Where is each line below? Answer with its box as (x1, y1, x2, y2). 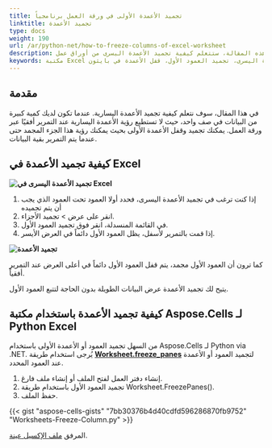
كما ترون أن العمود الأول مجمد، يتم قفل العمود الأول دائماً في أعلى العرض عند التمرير (9, 259, 263, 269)
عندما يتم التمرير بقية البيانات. (9, 134, 98, 143)
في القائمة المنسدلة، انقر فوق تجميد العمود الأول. (20, 219, 169, 230)
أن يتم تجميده (20, 202, 62, 212)
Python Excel (9, 319, 77, 333)
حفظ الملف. (20, 391, 59, 400)
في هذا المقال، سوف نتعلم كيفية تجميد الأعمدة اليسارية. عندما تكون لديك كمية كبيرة (9, 108, 259, 118)
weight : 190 (9, 34, 49, 43)
